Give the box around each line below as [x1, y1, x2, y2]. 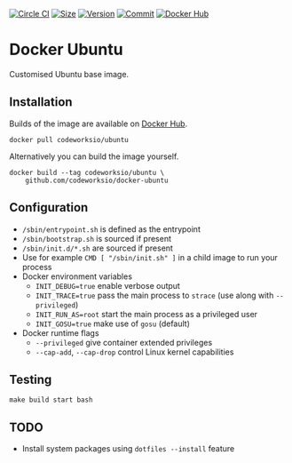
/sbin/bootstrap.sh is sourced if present [21, 233, 171, 243]
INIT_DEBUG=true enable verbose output [35, 280, 180, 291]
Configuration [9, 200, 89, 215]
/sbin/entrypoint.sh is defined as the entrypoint [21, 223, 201, 235]
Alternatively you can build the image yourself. [9, 151, 179, 162]
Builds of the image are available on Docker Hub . [9, 118, 188, 129]
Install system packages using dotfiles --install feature [21, 443, 235, 454]
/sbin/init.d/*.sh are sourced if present [21, 243, 173, 253]
